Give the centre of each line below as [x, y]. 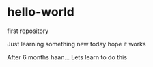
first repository [28, 31]
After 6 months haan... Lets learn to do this [67, 57]
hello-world [41, 12]
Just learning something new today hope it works [76, 44]
